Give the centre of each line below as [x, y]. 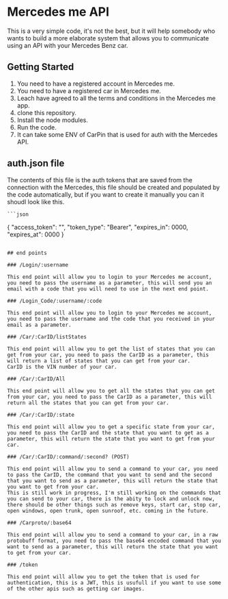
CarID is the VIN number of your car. [62, 367]
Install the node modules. [53, 120]
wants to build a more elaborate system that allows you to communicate [108, 38]
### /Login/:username [38, 265]
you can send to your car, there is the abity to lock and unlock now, [111, 499]
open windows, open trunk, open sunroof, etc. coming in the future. [108, 511]
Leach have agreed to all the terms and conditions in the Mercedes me [116, 98]
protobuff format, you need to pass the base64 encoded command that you [114, 541]
